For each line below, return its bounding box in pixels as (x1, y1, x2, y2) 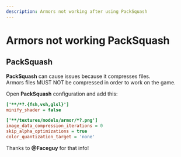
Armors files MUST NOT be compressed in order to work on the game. (6, 78, 176, 86)
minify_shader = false (6, 107, 61, 113)
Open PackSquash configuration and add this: (6, 90, 118, 97)
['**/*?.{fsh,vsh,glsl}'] (6, 101, 69, 107)
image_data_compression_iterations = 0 (6, 123, 103, 129)
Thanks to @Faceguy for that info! (6, 144, 89, 151)
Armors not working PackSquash (6, 33, 170, 47)
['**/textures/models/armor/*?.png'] (6, 118, 98, 124)
